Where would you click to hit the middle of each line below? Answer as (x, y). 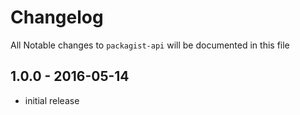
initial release (52, 100)
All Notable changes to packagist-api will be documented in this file (150, 45)
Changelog (57, 17)
